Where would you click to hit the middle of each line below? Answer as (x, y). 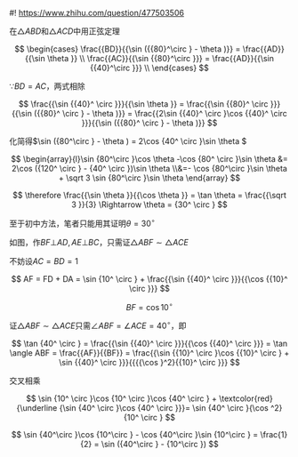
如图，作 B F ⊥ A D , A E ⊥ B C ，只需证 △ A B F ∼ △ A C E (99, 242)
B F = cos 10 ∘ (149, 306)
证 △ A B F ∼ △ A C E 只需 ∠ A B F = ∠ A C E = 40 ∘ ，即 (98, 325)
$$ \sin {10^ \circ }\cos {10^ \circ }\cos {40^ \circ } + (122, 398)
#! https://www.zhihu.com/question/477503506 (97, 13)
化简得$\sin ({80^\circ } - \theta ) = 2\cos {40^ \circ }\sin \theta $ (128, 141)
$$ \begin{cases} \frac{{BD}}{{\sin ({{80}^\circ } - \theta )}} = (128, 49)
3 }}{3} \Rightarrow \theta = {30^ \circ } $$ (149, 204)
